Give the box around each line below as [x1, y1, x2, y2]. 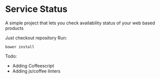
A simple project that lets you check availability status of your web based [5, 20, 156, 26]
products [5, 25, 24, 31]
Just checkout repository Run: [5, 35, 67, 41]
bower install [5, 44, 35, 49]
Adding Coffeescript [12, 63, 54, 69]
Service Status [5, 3, 68, 15]
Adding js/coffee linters [12, 68, 61, 74]
